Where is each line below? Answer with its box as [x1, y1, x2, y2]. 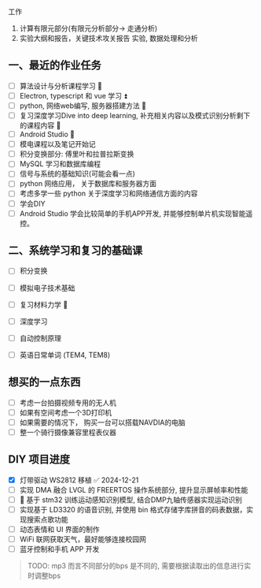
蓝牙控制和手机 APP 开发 [19, 545, 100, 554]
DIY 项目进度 [8, 452, 71, 467]
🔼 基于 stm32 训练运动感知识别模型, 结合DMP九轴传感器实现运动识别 [19, 495, 242, 504]
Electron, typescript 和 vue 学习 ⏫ [19, 91, 127, 100]
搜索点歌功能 [26, 515, 68, 524]
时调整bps [27, 571, 61, 581]
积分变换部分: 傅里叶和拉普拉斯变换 [19, 149, 134, 159]
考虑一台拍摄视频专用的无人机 [19, 397, 116, 408]
